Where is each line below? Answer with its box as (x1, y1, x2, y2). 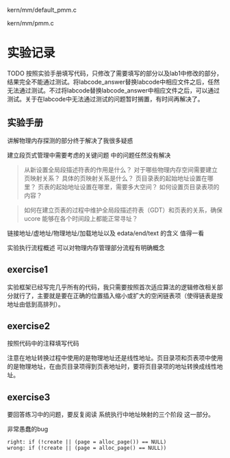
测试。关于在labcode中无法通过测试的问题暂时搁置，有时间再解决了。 (7, 95, 204, 103)
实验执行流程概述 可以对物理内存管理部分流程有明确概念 (7, 243, 165, 252)
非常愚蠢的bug (7, 425, 49, 433)
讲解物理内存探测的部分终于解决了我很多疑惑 (7, 136, 133, 145)
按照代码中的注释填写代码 (7, 339, 79, 348)
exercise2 (7, 320, 50, 332)
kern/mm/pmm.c (7, 19, 55, 27)
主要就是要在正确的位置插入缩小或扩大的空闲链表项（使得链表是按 (36, 291, 223, 300)
